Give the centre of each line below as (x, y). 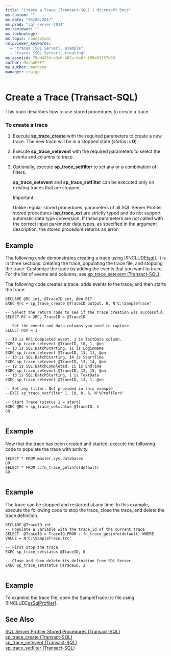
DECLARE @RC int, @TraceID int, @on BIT (49, 299)
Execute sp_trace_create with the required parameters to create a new (87, 136)
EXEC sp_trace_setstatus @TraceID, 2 (45, 565)
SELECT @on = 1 (21, 331)
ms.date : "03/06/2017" (29, 19)
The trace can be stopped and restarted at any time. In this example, (77, 504)
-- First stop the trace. (33, 547)
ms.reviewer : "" (22, 29)
